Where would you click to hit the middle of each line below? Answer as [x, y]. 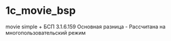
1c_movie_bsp [41, 11]
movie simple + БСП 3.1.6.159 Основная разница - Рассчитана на [85, 27]
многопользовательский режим [46, 32]
